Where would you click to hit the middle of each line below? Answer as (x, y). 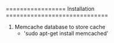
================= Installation (50, 9)
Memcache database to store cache (60, 27)
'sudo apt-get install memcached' (66, 33)
